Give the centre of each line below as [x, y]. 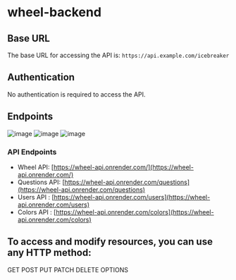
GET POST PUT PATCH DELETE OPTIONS [68, 269]
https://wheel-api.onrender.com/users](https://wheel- [132, 197]
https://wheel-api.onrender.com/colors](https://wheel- [135, 212]
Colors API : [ [37, 212]
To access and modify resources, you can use [110, 242]
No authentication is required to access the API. [76, 94]
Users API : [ [36, 197]
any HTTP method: [49, 253]
